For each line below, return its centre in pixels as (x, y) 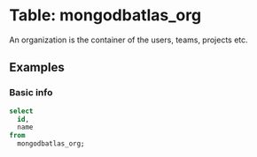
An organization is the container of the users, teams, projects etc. (128, 40)
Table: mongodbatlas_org (105, 15)
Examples (37, 67)
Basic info (31, 93)
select (21, 111)
